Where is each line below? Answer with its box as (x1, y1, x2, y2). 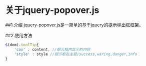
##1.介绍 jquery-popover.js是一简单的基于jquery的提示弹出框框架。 (5, 22, 143, 28)
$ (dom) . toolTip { (5, 42, 39, 47)
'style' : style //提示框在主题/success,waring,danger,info (14, 52, 137, 57)
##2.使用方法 (5, 32, 32, 38)
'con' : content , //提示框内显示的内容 (14, 47, 90, 52)
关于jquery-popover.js (5, 4, 99, 16)
